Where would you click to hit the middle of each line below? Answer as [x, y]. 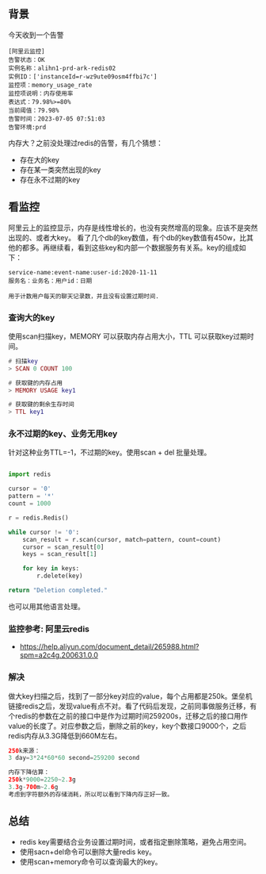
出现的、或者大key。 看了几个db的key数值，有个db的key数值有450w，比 [127, 237]
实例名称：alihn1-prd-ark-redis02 [62, 68]
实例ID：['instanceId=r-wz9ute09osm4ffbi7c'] [83, 77]
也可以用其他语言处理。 [46, 606]
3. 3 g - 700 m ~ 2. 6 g [33, 788]
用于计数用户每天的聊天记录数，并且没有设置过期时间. [84, 296]
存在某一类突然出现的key [60, 170]
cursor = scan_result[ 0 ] [63, 547]
